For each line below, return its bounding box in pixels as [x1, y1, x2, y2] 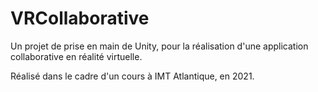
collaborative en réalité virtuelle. [10, 50, 143, 62]
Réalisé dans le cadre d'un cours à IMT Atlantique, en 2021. [10, 70, 255, 82]
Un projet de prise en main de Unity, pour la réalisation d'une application [10, 40, 309, 52]
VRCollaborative [10, 7, 150, 30]
